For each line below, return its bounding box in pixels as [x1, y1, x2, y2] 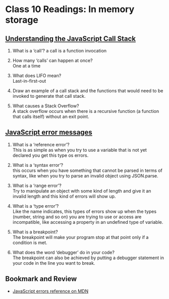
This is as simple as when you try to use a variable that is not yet [12, 147, 147, 153]
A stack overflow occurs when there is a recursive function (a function [12, 108, 159, 114]
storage [5, 14, 39, 26]
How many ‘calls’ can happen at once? [12, 57, 93, 64]
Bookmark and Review [5, 275, 77, 283]
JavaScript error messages [5, 128, 92, 137]
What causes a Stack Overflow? [12, 103, 79, 109]
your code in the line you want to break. [12, 260, 95, 266]
